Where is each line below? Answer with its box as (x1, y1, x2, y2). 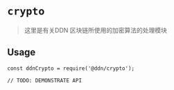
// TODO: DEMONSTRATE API (7, 77, 82, 84)
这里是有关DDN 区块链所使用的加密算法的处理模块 (24, 26, 168, 34)
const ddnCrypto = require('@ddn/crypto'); (7, 64, 135, 72)
